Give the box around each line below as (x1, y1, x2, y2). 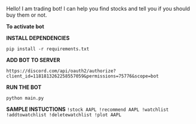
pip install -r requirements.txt (6, 46, 90, 52)
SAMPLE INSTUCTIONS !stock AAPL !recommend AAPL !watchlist (6, 106, 169, 113)
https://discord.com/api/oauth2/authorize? (6, 68, 117, 74)
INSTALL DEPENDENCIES (6, 35, 70, 41)
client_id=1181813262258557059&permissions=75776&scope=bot (6, 73, 160, 79)
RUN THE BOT (6, 83, 42, 91)
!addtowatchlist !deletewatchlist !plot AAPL (6, 112, 121, 118)
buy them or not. (6, 11, 47, 18)
